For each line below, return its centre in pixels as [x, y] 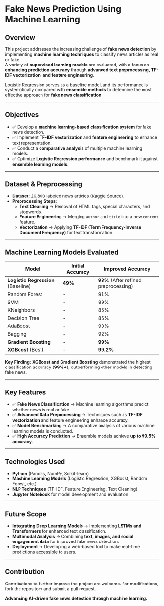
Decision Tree [23, 318]
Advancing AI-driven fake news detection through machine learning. [76, 598]
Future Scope [26, 514]
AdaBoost [19, 326]
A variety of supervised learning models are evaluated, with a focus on [77, 65]
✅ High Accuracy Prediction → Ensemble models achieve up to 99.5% [84, 436]
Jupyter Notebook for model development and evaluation [70, 494]
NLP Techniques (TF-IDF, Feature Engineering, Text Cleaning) [75, 489]
